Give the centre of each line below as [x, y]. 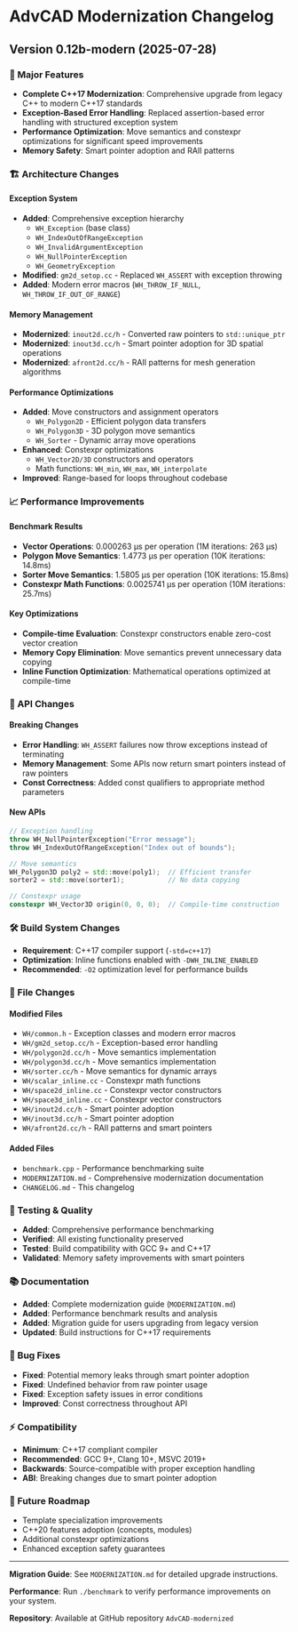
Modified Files [36, 1013]
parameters [43, 792]
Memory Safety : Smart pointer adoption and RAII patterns [128, 150]
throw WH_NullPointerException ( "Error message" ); [103, 839]
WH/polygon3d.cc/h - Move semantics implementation [119, 1062]
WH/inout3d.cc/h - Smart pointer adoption [98, 1119]
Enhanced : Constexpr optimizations [88, 450]
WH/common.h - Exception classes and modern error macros [129, 1033]
